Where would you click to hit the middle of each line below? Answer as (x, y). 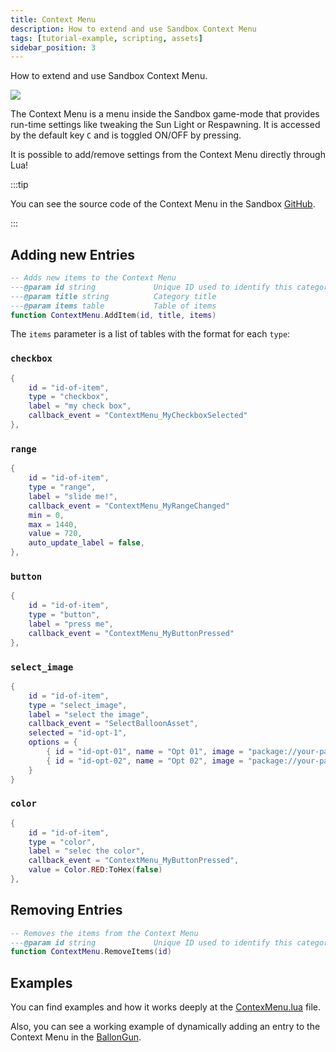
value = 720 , (55, 534)
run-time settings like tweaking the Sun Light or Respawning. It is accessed (165, 125)
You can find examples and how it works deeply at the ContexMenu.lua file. (166, 1007)
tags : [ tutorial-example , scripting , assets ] (106, 38)
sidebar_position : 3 (53, 47)
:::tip (19, 185)
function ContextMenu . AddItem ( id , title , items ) (113, 315)
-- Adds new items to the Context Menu (93, 278)
